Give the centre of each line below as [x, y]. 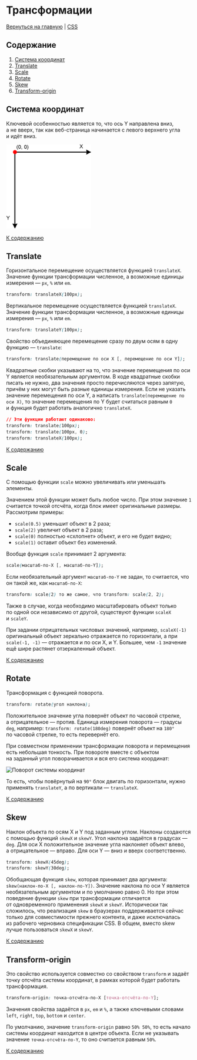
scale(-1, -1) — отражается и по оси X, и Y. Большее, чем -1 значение [96, 642]
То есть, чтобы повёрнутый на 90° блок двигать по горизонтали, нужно [96, 781]
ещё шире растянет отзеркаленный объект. [61, 649]
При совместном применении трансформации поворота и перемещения [98, 746]
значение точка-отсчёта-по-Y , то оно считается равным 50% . [81, 1039]
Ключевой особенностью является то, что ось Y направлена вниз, [90, 123]
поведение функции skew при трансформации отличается [79, 898]
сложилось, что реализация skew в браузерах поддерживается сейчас [95, 911]
